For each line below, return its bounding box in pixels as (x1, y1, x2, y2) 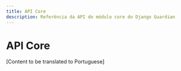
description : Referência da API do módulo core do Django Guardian (6, 14, 176, 20)
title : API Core (6, 8, 46, 15)
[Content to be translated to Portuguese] (6, 58, 105, 65)
